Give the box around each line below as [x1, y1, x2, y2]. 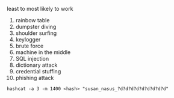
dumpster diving [15, 23, 57, 30]
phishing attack [15, 75, 54, 81]
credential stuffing [15, 68, 61, 75]
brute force [15, 42, 44, 49]
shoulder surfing [15, 29, 57, 37]
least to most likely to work [7, 5, 73, 12]
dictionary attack [15, 61, 58, 69]
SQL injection [15, 55, 49, 62]
